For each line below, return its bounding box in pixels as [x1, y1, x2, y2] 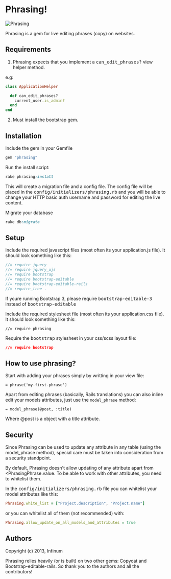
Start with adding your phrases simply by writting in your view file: [5, 373, 144, 379]
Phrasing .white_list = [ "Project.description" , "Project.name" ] [5, 501, 145, 506]
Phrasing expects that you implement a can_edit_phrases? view [12, 59, 153, 65]
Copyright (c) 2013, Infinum [5, 548, 63, 554]
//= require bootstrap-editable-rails [5, 281, 88, 287]
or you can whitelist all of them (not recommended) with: [5, 510, 125, 516]
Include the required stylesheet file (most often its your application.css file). [5, 311, 164, 317]
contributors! [5, 568, 33, 574]
